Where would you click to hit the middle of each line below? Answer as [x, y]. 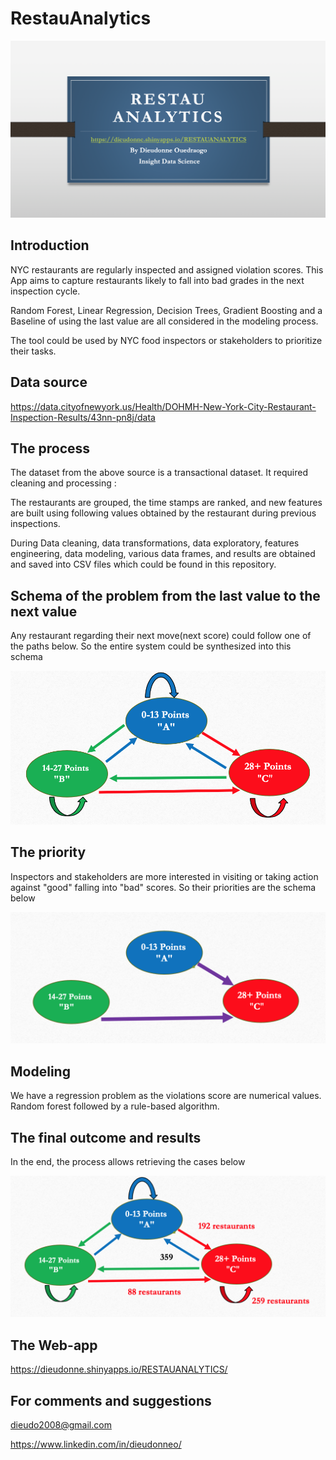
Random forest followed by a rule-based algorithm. [115, 1106]
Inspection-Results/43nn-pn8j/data [83, 417]
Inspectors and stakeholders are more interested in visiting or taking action [164, 876]
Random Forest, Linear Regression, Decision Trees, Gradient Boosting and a [166, 310]
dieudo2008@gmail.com [61, 1425]
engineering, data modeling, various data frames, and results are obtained [163, 554]
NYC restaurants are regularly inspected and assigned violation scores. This [167, 269]
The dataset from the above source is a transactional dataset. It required [159, 473]
